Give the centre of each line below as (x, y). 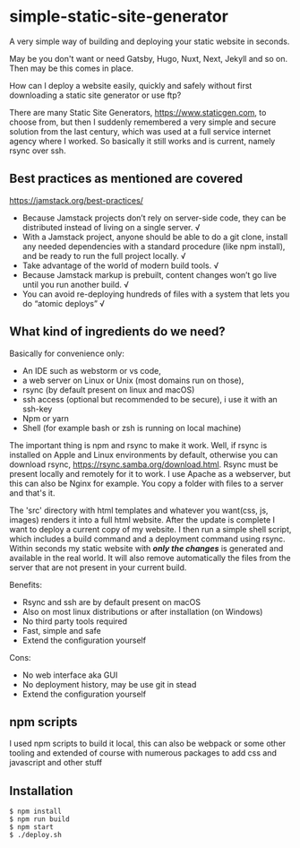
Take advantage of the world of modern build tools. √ (120, 265)
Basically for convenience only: (67, 353)
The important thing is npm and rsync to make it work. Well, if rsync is (138, 445)
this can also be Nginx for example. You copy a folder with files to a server (146, 483)
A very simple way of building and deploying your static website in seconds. (150, 41)
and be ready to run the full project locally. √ (104, 255)
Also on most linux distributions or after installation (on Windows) (142, 611)
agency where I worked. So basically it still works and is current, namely (142, 141)
